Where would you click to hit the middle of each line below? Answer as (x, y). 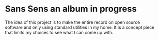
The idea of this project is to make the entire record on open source (72, 22)
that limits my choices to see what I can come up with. (59, 32)
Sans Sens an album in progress (71, 9)
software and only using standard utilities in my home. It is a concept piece (80, 27)
